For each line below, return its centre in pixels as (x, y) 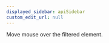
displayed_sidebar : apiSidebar (46, 12)
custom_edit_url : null (35, 17)
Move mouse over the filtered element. (54, 34)
